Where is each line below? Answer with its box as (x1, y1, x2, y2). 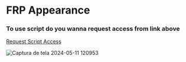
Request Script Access (6, 38, 62, 45)
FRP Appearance (6, 4, 90, 17)
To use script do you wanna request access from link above (6, 25, 180, 33)
